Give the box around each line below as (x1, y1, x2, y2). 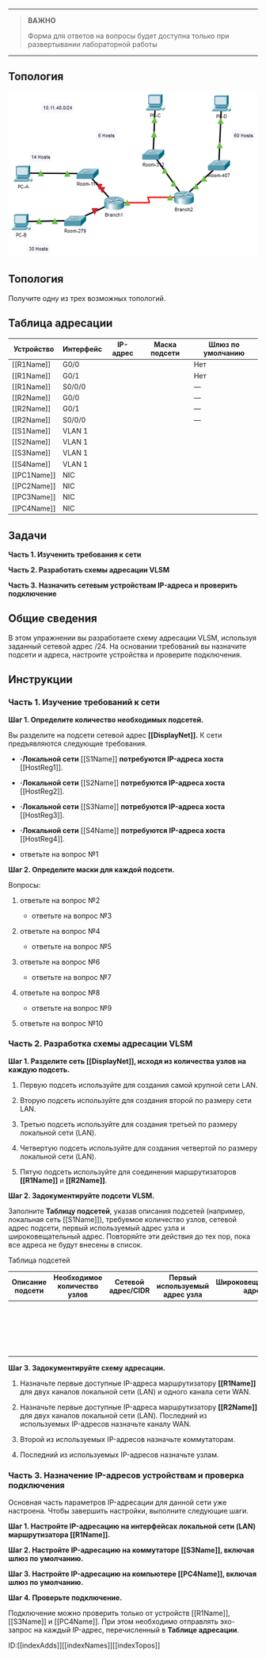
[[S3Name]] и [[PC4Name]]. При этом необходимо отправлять (8, 1617, 219, 1626)
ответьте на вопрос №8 (19, 988, 101, 997)
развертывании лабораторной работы (27, 40, 158, 48)
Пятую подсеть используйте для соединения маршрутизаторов (19, 1166, 237, 1176)
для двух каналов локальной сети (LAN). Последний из (19, 1411, 207, 1421)
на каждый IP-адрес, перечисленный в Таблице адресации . (33, 1625, 240, 1635)
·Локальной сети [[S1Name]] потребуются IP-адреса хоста (19, 754, 224, 763)
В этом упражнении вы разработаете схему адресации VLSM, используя (8, 633, 257, 642)
